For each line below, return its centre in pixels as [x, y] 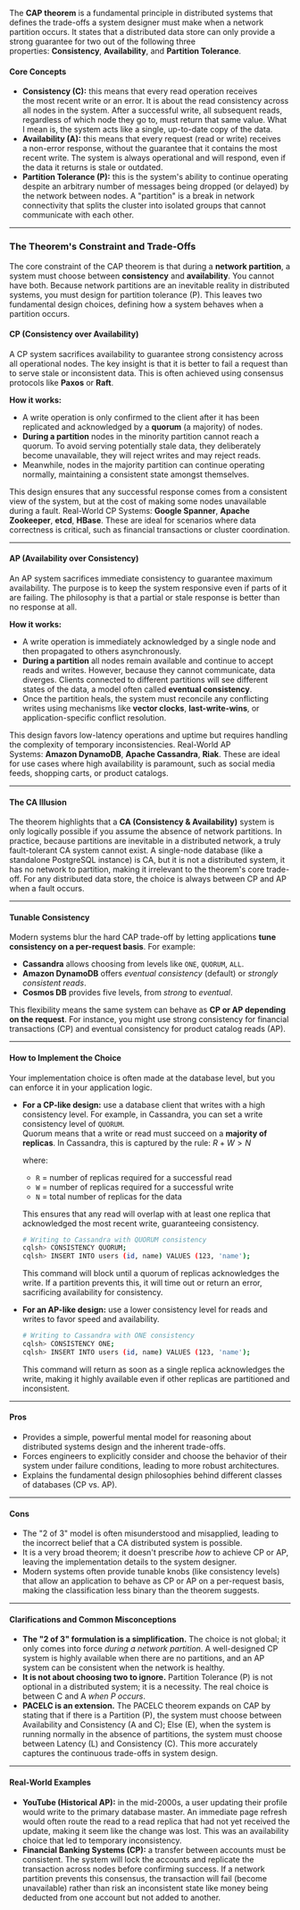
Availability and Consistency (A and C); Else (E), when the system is [146, 1725]
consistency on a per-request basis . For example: [103, 947]
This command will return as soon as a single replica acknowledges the [154, 1369]
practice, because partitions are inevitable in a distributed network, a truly [145, 841]
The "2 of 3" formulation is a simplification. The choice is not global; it [154, 1639]
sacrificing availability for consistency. [92, 1292]
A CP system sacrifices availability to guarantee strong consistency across [146, 354]
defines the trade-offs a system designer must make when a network [137, 22]
